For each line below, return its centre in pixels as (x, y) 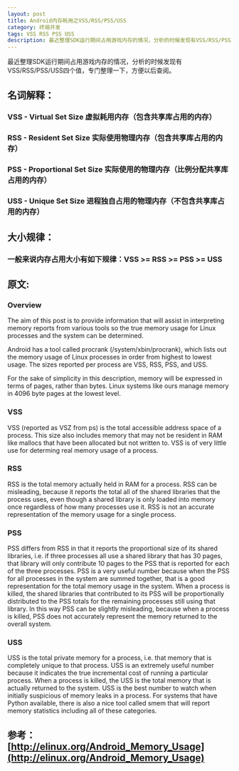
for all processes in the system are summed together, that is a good (106, 579)
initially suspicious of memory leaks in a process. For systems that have (112, 696)
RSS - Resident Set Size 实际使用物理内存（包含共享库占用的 (111, 138)
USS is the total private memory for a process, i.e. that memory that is (110, 658)
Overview (25, 305)
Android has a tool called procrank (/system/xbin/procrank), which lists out (117, 350)
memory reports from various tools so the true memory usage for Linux (112, 328)
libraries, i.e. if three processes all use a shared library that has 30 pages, (115, 556)
